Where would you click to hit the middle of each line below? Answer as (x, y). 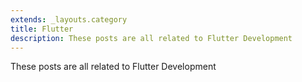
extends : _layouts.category (69, 19)
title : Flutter (42, 29)
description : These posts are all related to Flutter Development (151, 38)
